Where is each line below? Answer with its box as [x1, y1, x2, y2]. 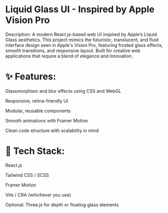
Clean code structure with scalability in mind [5, 127, 99, 134]
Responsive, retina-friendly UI [5, 98, 68, 104]
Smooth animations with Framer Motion [5, 117, 88, 123]
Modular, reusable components [5, 108, 71, 114]
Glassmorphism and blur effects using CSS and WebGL [5, 88, 122, 94]
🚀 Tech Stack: [5, 145, 65, 157]
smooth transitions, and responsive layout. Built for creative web [5, 47, 140, 54]
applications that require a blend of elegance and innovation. [5, 52, 133, 59]
